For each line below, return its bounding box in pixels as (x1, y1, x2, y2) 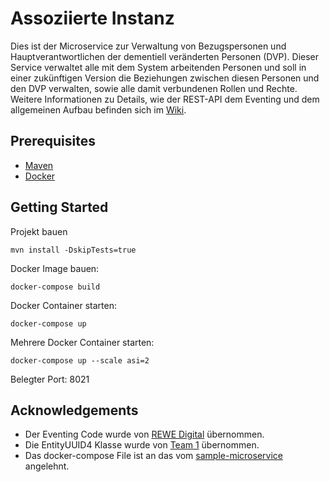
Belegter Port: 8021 (10, 373, 90, 385)
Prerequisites (10, 133, 96, 150)
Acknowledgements (10, 402, 139, 419)
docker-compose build (10, 282, 101, 292)
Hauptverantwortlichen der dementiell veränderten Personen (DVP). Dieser (10, 50, 320, 62)
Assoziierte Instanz (10, 7, 175, 30)
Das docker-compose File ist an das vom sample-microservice (24, 450, 283, 462)
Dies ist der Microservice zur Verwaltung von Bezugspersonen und (10, 40, 287, 52)
